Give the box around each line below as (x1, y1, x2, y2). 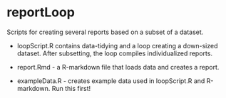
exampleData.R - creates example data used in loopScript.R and (16, 76, 205, 85)
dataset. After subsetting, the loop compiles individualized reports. (16, 49, 213, 58)
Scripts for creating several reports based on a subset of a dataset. (6, 28, 204, 36)
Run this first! (51, 84, 91, 92)
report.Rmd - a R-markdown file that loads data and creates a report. (16, 62, 220, 71)
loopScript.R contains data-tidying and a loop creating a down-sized (16, 41, 218, 50)
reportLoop (6, 4, 76, 21)
